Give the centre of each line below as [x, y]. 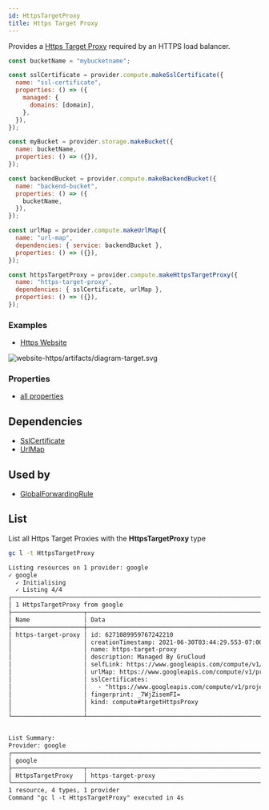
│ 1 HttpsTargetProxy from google [66, 605]
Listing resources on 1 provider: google [78, 567]
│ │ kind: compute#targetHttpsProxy [103, 702]
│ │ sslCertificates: [78, 679]
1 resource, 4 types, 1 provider [64, 791]
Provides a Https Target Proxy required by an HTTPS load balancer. [119, 46]
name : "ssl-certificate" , [59, 83]
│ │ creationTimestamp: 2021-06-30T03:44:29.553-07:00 [136, 642]
